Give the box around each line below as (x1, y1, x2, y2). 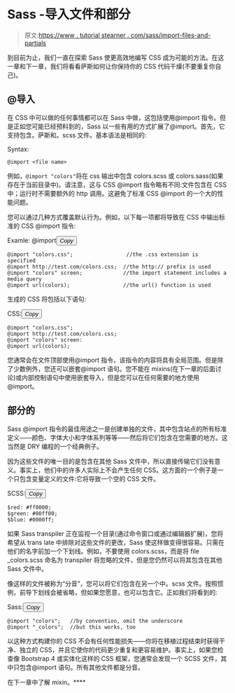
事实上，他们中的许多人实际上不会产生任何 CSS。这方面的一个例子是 (19, 466, 218, 474)
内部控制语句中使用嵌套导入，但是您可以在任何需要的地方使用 (22, 373, 200, 382)
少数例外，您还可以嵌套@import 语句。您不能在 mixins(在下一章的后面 (13, 364, 215, 372)
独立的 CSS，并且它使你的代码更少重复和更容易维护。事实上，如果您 (19, 645, 218, 654)
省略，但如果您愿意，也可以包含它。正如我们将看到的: (62, 588, 218, 596)
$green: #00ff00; (7, 510, 58, 517)
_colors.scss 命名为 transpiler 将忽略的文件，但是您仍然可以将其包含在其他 (7, 556, 222, 564)
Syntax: (7, 144, 29, 153)
